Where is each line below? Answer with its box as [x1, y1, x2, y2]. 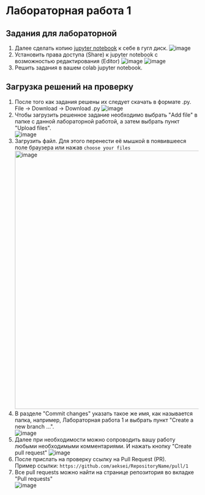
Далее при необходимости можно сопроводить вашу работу [14, 435, 176, 443]
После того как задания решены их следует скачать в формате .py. [14, 98, 192, 105]
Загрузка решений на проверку [6, 82, 134, 92]
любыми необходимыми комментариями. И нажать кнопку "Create [14, 442, 192, 450]
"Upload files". [14, 124, 51, 131]
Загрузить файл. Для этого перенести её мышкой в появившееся [14, 137, 187, 144]
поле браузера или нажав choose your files [14, 144, 131, 151]
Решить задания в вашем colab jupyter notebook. [14, 64, 143, 71]
